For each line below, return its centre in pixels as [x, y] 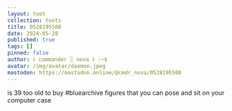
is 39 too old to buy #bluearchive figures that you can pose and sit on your [116, 93]
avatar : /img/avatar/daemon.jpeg [57, 66]
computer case [29, 100]
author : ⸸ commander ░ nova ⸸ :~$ [57, 60]
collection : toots [34, 20]
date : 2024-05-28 [33, 33]
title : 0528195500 [34, 27]
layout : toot [27, 14]
